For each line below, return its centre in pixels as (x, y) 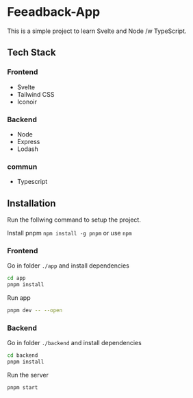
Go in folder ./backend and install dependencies (74, 343)
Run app (19, 298)
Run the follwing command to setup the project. (74, 220)
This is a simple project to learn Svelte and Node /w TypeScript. (97, 31)
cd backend (23, 355)
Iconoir (27, 102)
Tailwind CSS (36, 94)
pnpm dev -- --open (35, 311)
